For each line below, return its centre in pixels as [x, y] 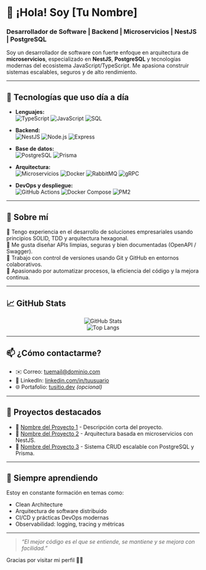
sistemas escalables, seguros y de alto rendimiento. [72, 72]
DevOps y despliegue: [44, 186]
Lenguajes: [30, 112]
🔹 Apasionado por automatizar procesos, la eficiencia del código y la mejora [103, 271]
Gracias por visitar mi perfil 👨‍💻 [45, 560]
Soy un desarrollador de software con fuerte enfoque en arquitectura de [97, 53]
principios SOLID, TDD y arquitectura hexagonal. [67, 238]
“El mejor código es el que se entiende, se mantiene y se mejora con [108, 542]
